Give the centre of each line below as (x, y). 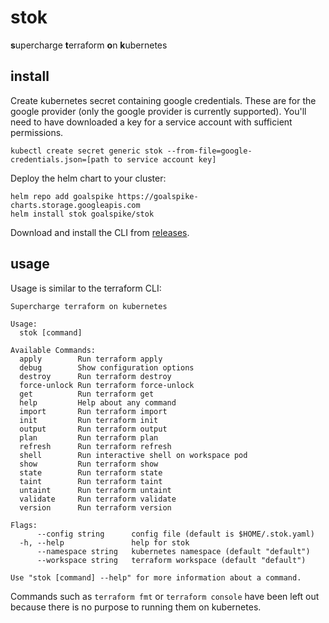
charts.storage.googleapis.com (75, 205)
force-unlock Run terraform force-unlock (107, 385)
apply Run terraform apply (91, 359)
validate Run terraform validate (98, 499)
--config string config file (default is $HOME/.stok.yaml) (175, 534)
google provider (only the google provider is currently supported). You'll (158, 111)
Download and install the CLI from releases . (100, 232)
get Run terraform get (87, 394)
